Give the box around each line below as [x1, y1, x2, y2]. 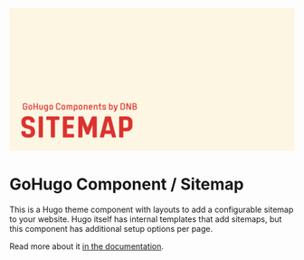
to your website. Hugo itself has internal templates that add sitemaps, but [9, 213, 282, 225]
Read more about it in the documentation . [9, 240, 165, 252]
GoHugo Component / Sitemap [9, 174, 244, 195]
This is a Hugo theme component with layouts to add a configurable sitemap [9, 204, 294, 215]
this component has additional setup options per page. [9, 223, 214, 234]
